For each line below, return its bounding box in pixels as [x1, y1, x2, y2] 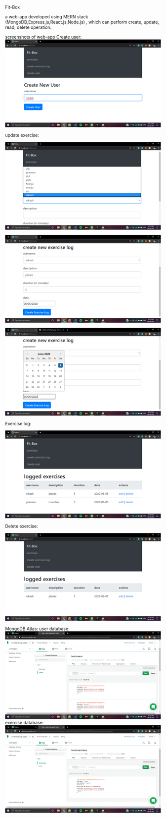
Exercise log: [5, 421, 32, 426]
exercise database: [5, 720, 44, 725]
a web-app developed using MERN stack [5, 14, 88, 19]
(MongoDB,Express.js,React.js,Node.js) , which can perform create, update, [5, 19, 160, 25]
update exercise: [5, 132, 40, 138]
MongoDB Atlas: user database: [5, 626, 70, 632]
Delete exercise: [5, 523, 38, 529]
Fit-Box [5, 4, 20, 10]
